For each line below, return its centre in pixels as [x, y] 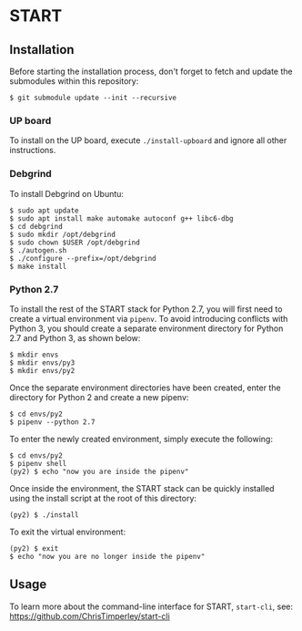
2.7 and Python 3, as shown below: [75, 337]
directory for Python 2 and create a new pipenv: [99, 397]
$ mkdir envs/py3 [42, 362]
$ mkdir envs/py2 [42, 370]
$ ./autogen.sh [38, 250]
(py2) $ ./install [44, 515]
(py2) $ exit [34, 548]
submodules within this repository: [74, 81]
